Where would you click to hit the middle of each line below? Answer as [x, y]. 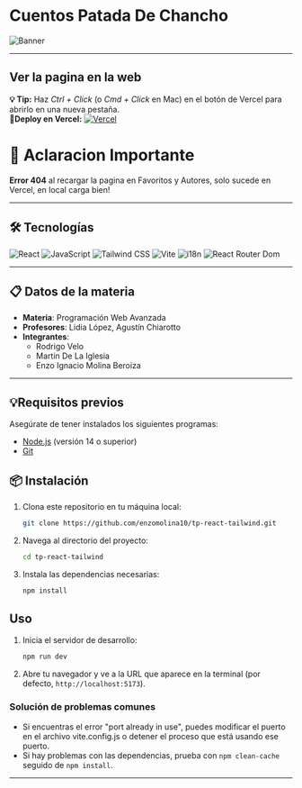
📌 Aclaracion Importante [102, 155]
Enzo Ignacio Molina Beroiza [88, 366]
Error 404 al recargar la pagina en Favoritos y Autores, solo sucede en [140, 180]
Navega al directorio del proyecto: [85, 540]
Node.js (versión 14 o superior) [80, 441]
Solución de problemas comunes [82, 707]
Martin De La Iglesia [73, 356]
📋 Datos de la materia [72, 291]
